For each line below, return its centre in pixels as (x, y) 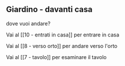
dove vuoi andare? (28, 23)
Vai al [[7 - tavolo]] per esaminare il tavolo (56, 57)
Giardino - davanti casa (49, 10)
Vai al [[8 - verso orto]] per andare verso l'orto (62, 46)
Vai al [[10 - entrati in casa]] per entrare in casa (63, 35)
